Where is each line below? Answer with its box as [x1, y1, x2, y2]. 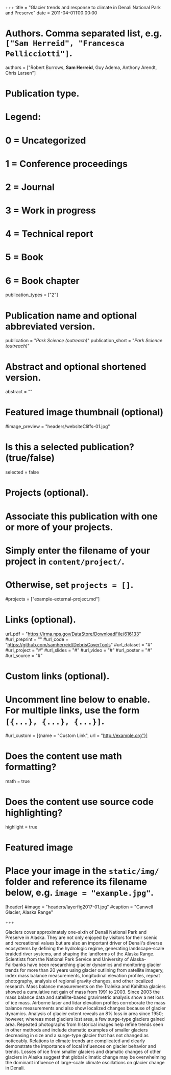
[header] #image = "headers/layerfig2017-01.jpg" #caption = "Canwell [5, 904, 153, 910]
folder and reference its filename [5, 876, 147, 887]
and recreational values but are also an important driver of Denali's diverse [5, 939, 162, 946]
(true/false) [5, 452, 55, 464]
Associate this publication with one [5, 510, 158, 522]
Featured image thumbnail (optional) [5, 407, 164, 418]
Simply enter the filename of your [5, 545, 151, 556]
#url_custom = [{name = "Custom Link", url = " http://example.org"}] [5, 732, 148, 738]
